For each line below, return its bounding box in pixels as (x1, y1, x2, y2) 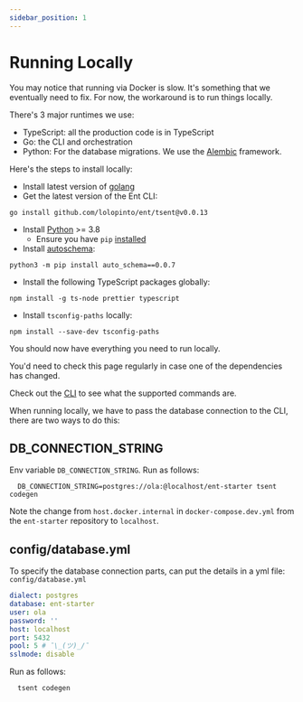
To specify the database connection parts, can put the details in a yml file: (9, 566, 286, 576)
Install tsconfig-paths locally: (22, 309, 133, 321)
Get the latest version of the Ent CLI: (22, 191, 158, 201)
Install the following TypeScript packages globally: (22, 276, 211, 287)
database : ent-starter (9, 600, 95, 609)
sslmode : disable (9, 650, 75, 660)
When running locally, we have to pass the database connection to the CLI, (9, 405, 289, 416)
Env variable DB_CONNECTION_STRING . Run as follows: (9, 464, 200, 475)
